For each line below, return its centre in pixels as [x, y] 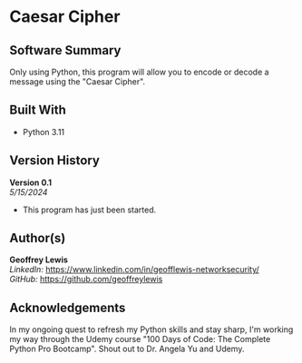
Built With [38, 110]
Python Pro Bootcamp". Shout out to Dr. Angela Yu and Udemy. [127, 349]
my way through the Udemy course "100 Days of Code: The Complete [140, 339]
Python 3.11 [44, 132]
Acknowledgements [68, 307]
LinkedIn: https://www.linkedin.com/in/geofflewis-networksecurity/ [135, 270]
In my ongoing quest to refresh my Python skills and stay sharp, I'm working [151, 329]
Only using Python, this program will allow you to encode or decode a [139, 72]
